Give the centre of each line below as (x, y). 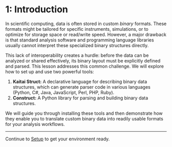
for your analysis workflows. (35, 124)
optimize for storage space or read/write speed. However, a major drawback (86, 34)
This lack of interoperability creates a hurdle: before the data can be (77, 55)
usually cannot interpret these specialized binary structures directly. (77, 45)
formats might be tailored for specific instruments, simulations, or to (77, 29)
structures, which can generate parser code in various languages (82, 87)
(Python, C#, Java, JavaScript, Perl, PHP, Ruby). (63, 92)
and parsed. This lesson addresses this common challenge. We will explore (84, 66)
